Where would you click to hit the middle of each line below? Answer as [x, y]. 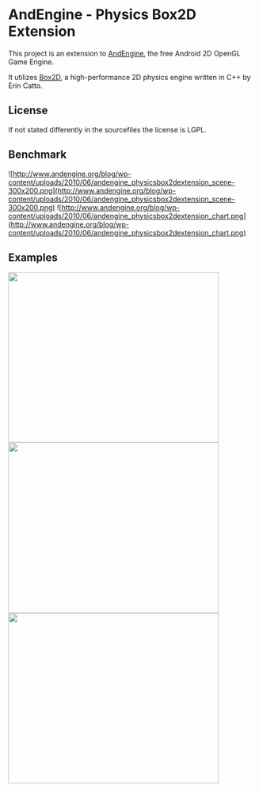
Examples [33, 257]
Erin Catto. [25, 86]
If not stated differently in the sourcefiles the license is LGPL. [108, 129]
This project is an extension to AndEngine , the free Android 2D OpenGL [125, 53]
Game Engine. [31, 62]
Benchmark [38, 155]
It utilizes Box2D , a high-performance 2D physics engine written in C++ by [129, 77]
